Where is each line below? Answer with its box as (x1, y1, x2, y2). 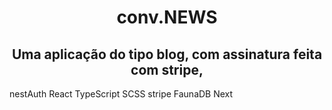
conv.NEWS (116, 6, 218, 29)
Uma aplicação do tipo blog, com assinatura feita (11, 46, 323, 63)
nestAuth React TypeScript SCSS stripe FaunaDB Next (9, 88, 234, 100)
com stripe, (130, 61, 204, 78)
